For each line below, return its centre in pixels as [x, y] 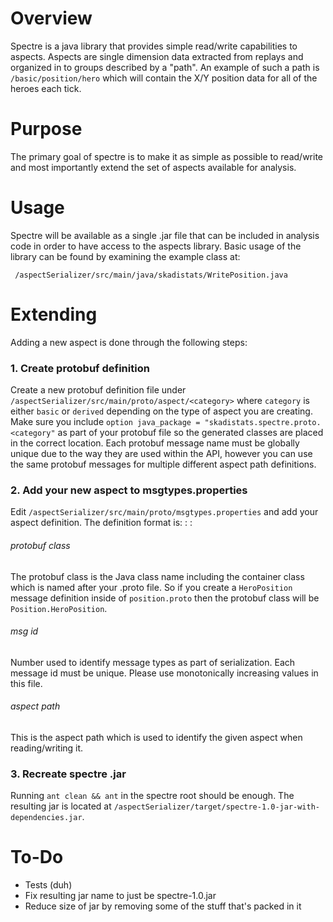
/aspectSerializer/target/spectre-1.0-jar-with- [216, 807]
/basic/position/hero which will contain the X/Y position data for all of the [164, 78]
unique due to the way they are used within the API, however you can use [161, 454]
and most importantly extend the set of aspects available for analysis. [153, 167]
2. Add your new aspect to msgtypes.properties [129, 490]
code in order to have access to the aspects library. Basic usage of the [156, 246]
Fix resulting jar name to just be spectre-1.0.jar [120, 896]
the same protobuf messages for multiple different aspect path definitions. [163, 464]
